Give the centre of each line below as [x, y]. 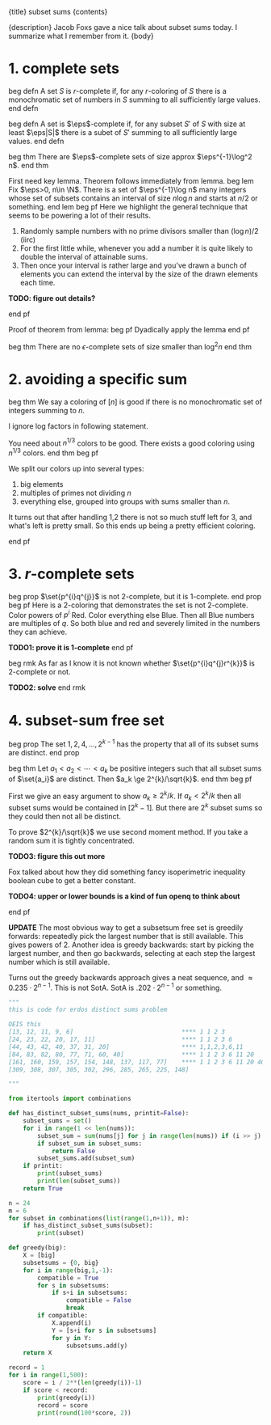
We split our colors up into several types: [76, 468]
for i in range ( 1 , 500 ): [48, 1375]
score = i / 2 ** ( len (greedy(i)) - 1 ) [83, 1383]
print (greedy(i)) [66, 1398]
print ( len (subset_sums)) [79, 1181]
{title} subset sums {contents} [58, 12]
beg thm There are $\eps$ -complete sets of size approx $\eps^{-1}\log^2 [130, 156]
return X [38, 1353]
